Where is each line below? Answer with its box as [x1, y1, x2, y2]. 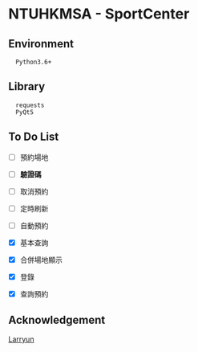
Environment [8, 37, 75, 51]
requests [15, 101, 45, 109]
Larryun [8, 334, 34, 344]
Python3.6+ [15, 58, 52, 66]
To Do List [8, 130, 59, 144]
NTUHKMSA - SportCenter [8, 5, 190, 23]
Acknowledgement [8, 313, 106, 326]
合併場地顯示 [19, 255, 63, 264]
